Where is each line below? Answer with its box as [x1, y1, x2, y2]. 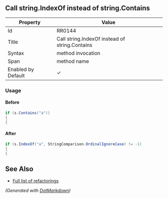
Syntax [7, 49, 24, 56]
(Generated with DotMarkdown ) [5, 188, 71, 194]
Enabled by [7, 66, 34, 73]
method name [56, 57, 89, 64]
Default [7, 72, 25, 79]
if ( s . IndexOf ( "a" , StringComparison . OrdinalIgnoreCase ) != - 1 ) [5, 142, 142, 147]
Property [18, 18, 41, 25]
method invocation [56, 49, 100, 56]
